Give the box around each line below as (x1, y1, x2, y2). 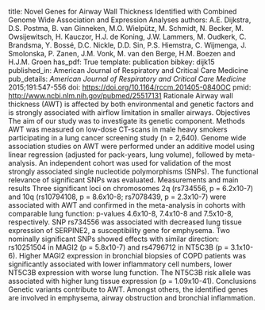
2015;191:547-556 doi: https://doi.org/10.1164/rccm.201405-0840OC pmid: (8, 82, 252, 92)
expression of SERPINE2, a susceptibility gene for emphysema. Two (8, 226, 230, 235)
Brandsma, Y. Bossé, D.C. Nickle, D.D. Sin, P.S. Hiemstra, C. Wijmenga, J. (8, 40, 248, 50)
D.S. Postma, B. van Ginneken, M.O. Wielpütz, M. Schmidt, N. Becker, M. (8, 24, 244, 33)
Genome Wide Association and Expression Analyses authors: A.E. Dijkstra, (8, 15, 252, 25)
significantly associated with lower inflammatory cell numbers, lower (8, 259, 232, 269)
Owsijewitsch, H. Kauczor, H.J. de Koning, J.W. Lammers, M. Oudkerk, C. (8, 32, 247, 41)
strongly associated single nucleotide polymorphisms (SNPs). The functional (8, 166, 259, 176)
